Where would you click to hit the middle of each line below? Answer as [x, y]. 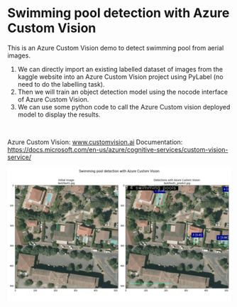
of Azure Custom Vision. [53, 99]
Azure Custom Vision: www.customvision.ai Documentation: [95, 142]
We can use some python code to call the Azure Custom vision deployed [124, 107]
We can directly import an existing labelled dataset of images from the [120, 69]
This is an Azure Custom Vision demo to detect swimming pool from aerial [116, 48]
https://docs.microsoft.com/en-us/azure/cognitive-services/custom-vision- [118, 149]
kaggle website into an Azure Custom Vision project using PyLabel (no [120, 77]
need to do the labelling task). [61, 84]
